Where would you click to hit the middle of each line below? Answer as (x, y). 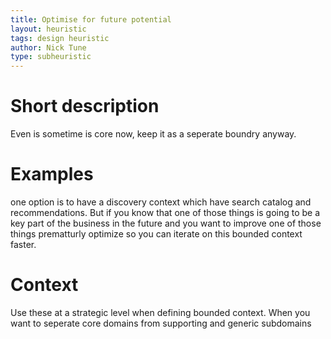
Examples (52, 174)
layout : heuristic (48, 29)
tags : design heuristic (60, 38)
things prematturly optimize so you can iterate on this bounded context (156, 234)
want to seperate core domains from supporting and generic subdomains (161, 323)
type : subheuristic (51, 57)
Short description (85, 106)
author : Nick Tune (48, 47)
